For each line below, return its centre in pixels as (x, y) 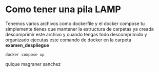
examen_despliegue (27, 45)
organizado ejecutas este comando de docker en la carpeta (68, 40)
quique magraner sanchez (33, 64)
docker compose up (25, 55)
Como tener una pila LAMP (63, 9)
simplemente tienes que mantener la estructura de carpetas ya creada (79, 29)
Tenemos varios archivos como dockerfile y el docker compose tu (75, 23)
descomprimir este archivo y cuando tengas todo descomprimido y (76, 34)
